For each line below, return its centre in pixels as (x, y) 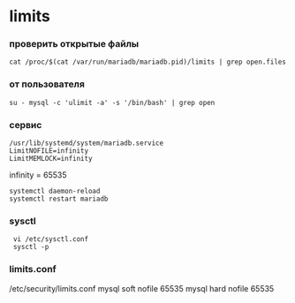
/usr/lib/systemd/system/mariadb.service (87, 143)
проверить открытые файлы (74, 44)
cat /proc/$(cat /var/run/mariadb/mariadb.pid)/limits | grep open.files (148, 62)
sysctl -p (31, 247)
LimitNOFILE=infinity (49, 151)
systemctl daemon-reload (55, 192)
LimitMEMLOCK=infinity (51, 159)
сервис (26, 125)
